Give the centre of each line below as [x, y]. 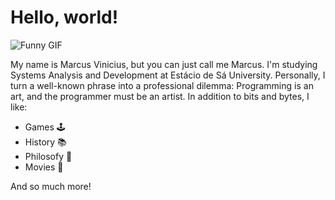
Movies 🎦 [44, 167]
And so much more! [51, 186]
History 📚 [45, 142]
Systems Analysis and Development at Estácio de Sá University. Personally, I [168, 75]
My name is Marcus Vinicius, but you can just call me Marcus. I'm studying [164, 64]
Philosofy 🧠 [48, 156]
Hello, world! [64, 17]
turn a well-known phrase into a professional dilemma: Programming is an [162, 85]
